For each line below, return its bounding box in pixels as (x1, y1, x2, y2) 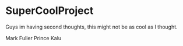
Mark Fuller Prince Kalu (5, 34, 62, 41)
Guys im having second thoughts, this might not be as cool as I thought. (5, 23, 178, 30)
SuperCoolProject (5, 4, 94, 17)
